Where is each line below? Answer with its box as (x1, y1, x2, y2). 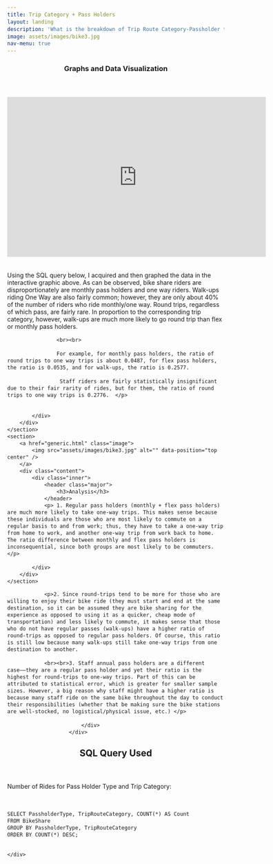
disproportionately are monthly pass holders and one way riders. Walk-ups (7, 286, 219, 294)
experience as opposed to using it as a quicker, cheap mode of (7, 612, 196, 619)
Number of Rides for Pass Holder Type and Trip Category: (7, 783, 172, 791)
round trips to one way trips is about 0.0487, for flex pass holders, (7, 357, 217, 365)
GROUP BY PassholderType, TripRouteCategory (7, 825, 137, 832)
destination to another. (7, 646, 79, 653)
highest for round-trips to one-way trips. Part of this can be (7, 674, 196, 681)
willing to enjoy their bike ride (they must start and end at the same (7, 598, 221, 605)
